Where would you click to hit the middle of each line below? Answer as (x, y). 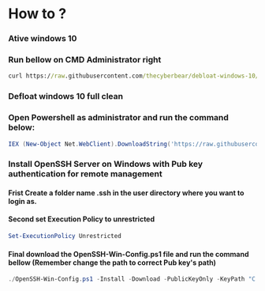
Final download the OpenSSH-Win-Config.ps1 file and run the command (129, 254)
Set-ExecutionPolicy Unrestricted (65, 236)
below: (22, 127)
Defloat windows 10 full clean (66, 96)
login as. (22, 201)
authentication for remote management (86, 174)
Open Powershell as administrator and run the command (118, 118)
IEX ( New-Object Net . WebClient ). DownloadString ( (90, 144)
